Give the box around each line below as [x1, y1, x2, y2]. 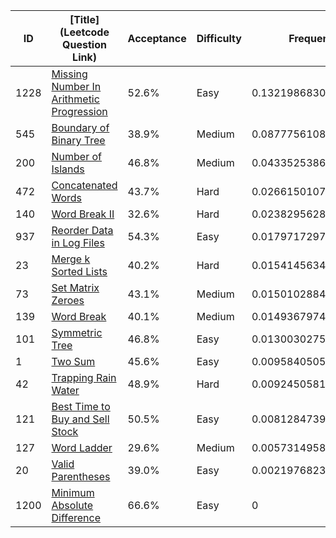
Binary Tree [51, 134, 106, 147]
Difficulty [196, 32, 242, 45]
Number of [51, 150, 102, 163]
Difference [51, 511, 102, 524]
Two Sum [51, 355, 96, 368]
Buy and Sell [51, 412, 110, 426]
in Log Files [51, 236, 105, 249]
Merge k [51, 252, 91, 266]
